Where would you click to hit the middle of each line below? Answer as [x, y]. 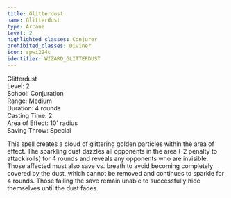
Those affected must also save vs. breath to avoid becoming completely [110, 166]
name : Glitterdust [34, 20]
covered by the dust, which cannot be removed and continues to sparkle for [115, 173]
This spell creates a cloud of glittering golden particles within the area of [111, 144]
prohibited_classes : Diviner [49, 46]
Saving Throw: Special [39, 130]
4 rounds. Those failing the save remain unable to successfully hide [104, 181]
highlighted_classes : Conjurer [52, 40]
